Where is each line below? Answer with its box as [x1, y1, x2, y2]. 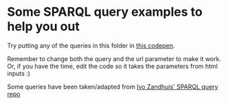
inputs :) [7, 69, 31, 78]
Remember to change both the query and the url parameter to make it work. [7, 54, 222, 62]
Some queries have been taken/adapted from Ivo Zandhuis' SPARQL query [7, 82, 218, 91]
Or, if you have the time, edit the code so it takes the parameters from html [7, 62, 218, 70]
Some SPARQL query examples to [7, 4, 203, 20]
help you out [7, 19, 80, 34]
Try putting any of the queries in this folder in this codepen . [7, 41, 175, 49]
